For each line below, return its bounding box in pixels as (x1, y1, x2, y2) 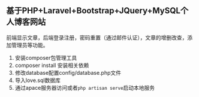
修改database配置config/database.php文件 (14, 69, 122, 76)
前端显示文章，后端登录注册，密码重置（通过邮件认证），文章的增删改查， (6, 34, 188, 41)
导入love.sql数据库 (14, 77, 61, 84)
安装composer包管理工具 (14, 54, 77, 61)
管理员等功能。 (11, 41, 49, 48)
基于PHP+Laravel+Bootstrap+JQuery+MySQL (6, 5, 181, 16)
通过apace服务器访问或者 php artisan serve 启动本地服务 (14, 84, 155, 91)
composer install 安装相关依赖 (14, 62, 89, 69)
